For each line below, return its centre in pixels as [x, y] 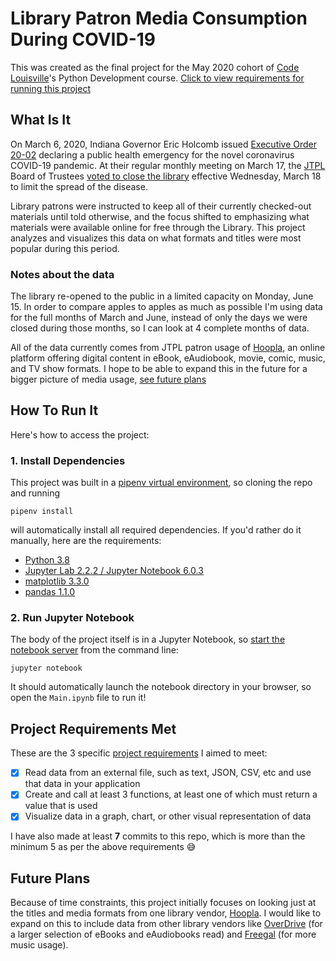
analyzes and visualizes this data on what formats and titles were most [156, 238]
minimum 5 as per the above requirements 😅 [103, 847]
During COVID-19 [83, 39]
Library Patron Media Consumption [159, 18]
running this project [50, 88]
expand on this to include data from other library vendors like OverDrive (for [166, 924]
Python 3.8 [47, 560]
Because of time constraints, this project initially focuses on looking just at [163, 903]
